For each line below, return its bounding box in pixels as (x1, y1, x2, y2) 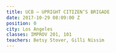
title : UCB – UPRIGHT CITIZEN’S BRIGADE (6, 9, 111, 15)
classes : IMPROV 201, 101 (6, 32, 72, 38)
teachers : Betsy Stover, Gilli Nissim (6, 37, 104, 43)
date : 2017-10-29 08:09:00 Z (6, 15, 80, 21)
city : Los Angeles (6, 26, 53, 32)
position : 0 (6, 20, 36, 26)
